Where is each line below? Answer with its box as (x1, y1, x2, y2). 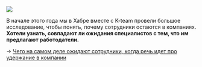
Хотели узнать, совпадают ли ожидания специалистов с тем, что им (6, 30, 189, 36)
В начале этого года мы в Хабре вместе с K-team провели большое (6, 17, 181, 24)
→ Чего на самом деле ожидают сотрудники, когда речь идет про (6, 48, 177, 54)
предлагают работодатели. (6, 36, 80, 43)
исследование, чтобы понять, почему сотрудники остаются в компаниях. (6, 23, 197, 31)
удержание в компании (6, 54, 67, 61)
